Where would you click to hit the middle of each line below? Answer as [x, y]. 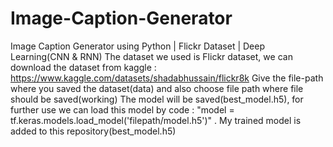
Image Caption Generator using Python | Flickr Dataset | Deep [138, 46]
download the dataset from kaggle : [83, 67]
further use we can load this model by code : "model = [122, 109]
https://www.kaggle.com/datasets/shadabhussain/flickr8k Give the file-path [167, 78]
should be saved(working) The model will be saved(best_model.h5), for [157, 99]
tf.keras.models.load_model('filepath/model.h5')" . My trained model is [156, 120]
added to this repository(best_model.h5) [93, 131]
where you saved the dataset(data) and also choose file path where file [157, 88]
